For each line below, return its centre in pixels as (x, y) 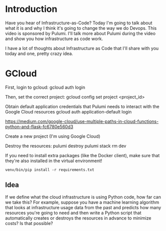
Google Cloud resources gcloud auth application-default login (68, 112)
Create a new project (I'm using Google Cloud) (53, 136)
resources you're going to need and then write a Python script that (73, 213)
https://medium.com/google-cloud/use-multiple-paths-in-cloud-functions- (82, 121)
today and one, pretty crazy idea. (39, 54)
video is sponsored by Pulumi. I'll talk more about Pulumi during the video (80, 33)
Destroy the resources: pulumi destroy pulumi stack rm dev (66, 146)
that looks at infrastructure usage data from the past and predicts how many (83, 207)
